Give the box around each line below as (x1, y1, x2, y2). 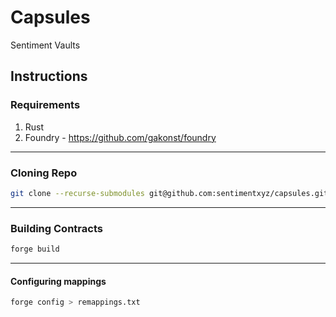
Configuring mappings (10, 275, 107, 287)
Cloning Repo (10, 166, 78, 180)
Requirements (10, 98, 81, 112)
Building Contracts (10, 221, 103, 235)
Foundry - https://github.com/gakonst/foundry (24, 131, 217, 143)
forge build (10, 244, 60, 255)
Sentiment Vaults (10, 39, 81, 51)
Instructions (10, 68, 88, 85)
